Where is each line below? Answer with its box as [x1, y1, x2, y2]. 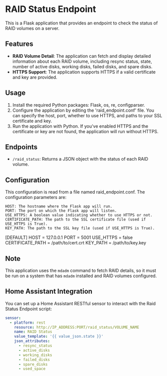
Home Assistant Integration [5, 287, 93, 296]
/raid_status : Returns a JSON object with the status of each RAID [12, 156, 149, 162]
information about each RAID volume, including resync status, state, [12, 58, 152, 64]
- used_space [18, 367, 46, 372]
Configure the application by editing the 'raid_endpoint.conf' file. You [12, 107, 155, 113]
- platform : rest [9, 320, 46, 325]
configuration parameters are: [5, 194, 67, 200]
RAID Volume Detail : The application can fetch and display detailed [12, 53, 151, 59]
